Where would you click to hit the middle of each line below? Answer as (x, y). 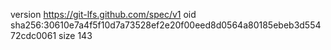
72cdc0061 (33, 35)
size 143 (75, 35)
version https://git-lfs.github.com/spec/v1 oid (103, 14)
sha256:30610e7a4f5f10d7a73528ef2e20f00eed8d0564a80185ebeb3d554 (166, 25)
